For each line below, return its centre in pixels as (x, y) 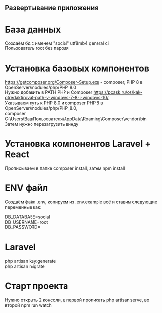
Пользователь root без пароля (37, 48)
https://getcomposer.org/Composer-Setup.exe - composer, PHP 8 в (74, 82)
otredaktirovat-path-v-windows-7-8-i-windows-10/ (57, 98)
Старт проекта (37, 286)
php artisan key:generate (31, 261)
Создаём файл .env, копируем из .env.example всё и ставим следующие (81, 202)
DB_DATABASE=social (28, 217)
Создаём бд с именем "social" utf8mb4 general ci (57, 43)
